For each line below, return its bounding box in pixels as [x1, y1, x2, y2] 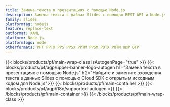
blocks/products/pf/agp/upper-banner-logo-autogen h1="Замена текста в [5, 64, 161, 70]
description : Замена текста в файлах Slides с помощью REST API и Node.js [5, 12, 166, 17]
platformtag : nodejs [5, 21, 49, 27]
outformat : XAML [5, 31, 39, 36]
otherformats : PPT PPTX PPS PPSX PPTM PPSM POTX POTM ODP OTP [5, 45, 139, 50]
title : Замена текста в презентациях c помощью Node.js [5, 7, 125, 13]
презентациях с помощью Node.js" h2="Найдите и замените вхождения [5, 69, 162, 76]
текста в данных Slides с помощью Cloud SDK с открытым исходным [5, 75, 155, 81]
